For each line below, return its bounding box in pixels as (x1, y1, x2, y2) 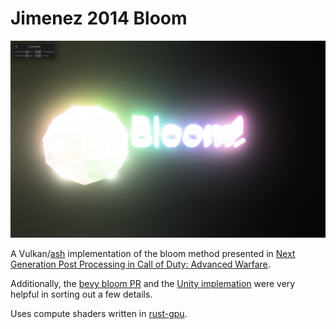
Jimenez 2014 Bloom (10, 7, 188, 30)
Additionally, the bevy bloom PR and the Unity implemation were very (10, 277, 296, 289)
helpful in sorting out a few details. (10, 288, 153, 300)
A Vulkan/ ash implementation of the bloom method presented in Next (10, 247, 296, 259)
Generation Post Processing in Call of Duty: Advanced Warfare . (10, 258, 271, 270)
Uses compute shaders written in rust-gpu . (10, 307, 188, 319)
